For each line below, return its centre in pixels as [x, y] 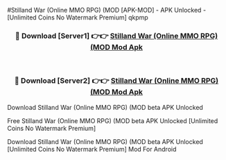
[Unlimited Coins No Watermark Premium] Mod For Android [92, 149]
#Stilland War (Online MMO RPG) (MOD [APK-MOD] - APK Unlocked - [107, 10]
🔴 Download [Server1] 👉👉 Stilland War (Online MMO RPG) [116, 35]
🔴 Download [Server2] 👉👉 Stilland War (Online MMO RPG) [116, 81]
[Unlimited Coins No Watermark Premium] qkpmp [78, 17]
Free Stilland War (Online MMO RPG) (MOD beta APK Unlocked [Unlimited [113, 120]
